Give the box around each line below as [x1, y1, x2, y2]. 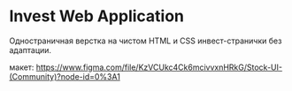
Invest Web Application [9, 6, 184, 27]
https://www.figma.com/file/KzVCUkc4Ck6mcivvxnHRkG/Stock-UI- [35, 62, 283, 72]
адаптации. [9, 44, 51, 55]
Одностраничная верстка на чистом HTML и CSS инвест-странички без [9, 35, 282, 46]
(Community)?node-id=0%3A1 [9, 71, 121, 81]
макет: [9, 62, 35, 72]
